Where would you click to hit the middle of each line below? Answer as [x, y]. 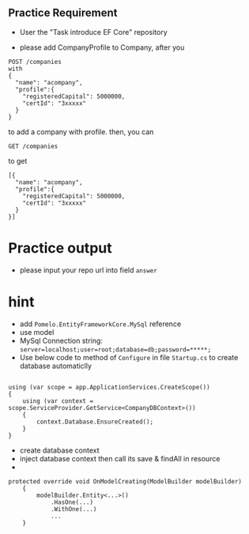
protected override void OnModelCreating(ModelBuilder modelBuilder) [125, 481]
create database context [59, 450]
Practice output [60, 248]
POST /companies [35, 62]
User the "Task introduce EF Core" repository [93, 32]
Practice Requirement [63, 13]
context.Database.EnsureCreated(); [95, 422]
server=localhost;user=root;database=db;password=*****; [115, 350]
